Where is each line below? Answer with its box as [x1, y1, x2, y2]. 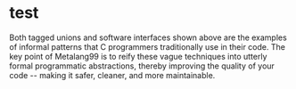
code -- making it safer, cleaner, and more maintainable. [9, 69, 216, 80]
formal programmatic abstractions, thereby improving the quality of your [9, 61, 275, 71]
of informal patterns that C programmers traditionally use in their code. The [9, 41, 285, 52]
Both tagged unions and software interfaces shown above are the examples [9, 32, 287, 43]
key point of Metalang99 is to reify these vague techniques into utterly [9, 51, 267, 61]
